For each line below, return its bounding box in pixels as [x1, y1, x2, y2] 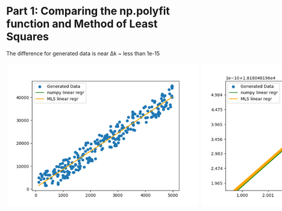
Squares [6, 30, 49, 43]
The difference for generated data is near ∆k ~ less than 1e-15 [6, 49, 160, 57]
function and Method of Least [6, 17, 158, 31]
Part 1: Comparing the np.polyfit [6, 4, 171, 18]
